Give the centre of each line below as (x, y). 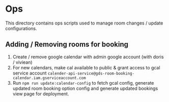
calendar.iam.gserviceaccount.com (49, 78)
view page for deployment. (41, 94)
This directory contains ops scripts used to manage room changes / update (84, 23)
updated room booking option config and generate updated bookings (85, 88)
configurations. (21, 28)
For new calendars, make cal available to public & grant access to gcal (86, 67)
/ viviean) (22, 62)
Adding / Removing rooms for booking (67, 45)
